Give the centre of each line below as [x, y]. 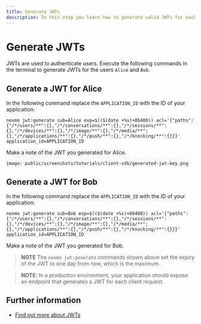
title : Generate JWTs [33, 12]
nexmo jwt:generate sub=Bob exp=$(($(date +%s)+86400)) [77, 214]
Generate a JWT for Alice [54, 88]
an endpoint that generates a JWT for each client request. [92, 281]
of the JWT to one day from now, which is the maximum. [90, 264]
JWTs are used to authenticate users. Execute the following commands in [97, 63]
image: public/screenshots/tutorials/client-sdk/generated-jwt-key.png [97, 163]
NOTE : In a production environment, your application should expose [104, 275]
